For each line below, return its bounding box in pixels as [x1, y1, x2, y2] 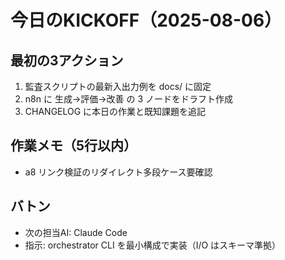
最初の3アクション [10, 52, 124, 69]
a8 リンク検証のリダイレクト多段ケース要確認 [24, 166, 213, 178]
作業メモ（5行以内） [10, 137, 138, 155]
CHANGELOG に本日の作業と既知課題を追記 [24, 106, 207, 117]
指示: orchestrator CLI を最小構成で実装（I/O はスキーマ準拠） [24, 239, 282, 251]
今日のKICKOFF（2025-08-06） [10, 9, 283, 32]
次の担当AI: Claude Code [24, 226, 128, 238]
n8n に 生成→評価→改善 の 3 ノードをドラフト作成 [24, 93, 234, 105]
